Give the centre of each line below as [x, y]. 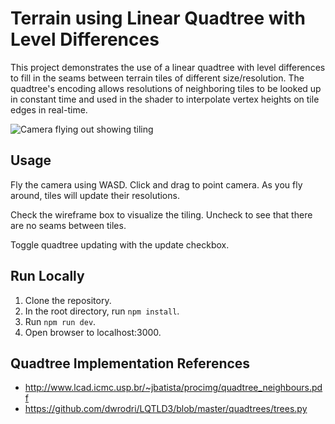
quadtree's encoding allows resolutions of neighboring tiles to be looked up [166, 88]
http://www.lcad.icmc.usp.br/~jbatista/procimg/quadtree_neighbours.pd [173, 388]
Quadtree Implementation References [130, 363]
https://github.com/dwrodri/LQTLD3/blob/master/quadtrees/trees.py [166, 409]
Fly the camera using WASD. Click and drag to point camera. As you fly [156, 184]
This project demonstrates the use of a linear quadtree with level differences [168, 67]
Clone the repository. [68, 300]
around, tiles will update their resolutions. [95, 195]
